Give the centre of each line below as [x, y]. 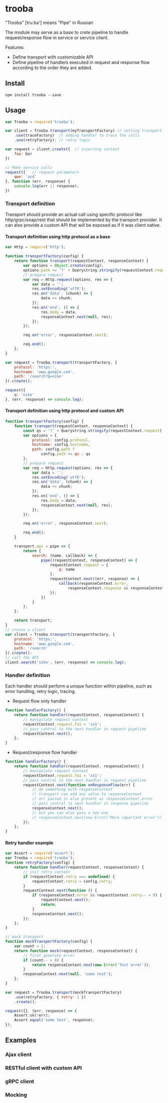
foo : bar [23, 154]
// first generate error [49, 955]
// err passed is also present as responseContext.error [92, 799]
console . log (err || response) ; [47, 186]
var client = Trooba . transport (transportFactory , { [60, 634]
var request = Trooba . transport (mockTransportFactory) [63, 992]
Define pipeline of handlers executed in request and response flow [81, 62]
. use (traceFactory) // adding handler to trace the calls [77, 136]
